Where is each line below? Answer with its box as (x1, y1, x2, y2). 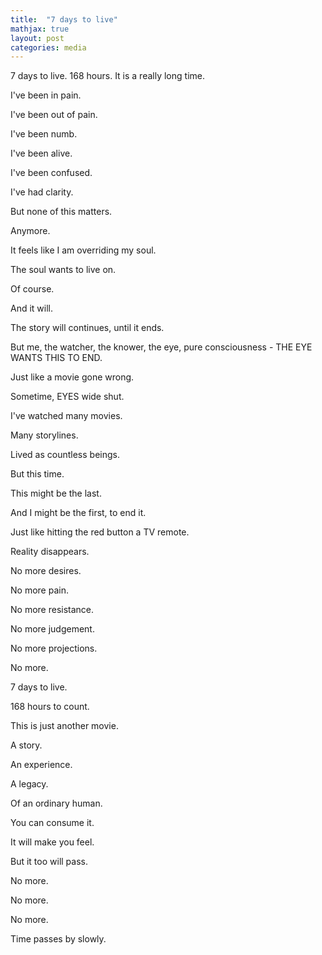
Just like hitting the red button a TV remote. (10, 526, 190, 538)
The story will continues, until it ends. (10, 322, 165, 334)
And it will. (10, 302, 54, 315)
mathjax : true (10, 24, 70, 34)
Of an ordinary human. (10, 797, 103, 810)
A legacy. (10, 778, 49, 790)
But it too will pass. (10, 856, 88, 868)
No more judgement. (10, 623, 95, 635)
